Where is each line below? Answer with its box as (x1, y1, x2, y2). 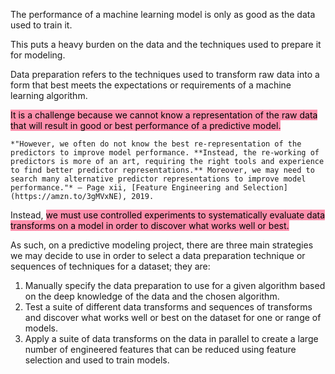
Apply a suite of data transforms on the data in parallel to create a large (24, 333, 319, 344)
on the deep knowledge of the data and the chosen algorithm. (24, 290, 280, 302)
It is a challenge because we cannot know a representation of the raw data (10, 109, 318, 121)
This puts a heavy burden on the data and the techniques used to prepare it (10, 39, 322, 50)
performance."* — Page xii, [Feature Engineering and (10, 183, 240, 193)
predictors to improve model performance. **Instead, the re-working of (10, 148, 320, 158)
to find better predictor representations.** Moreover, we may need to (10, 165, 315, 175)
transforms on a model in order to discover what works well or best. (10, 220, 290, 231)
